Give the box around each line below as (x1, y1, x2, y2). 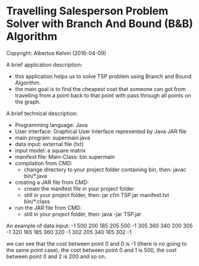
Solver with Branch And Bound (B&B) (6, 17, 194, 31)
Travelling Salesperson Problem (6, 4, 169, 18)
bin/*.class (23, 198, 50, 205)
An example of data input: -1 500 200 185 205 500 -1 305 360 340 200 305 (6, 222, 193, 229)
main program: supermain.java (14, 134, 91, 141)
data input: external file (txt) (14, 140, 84, 147)
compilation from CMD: (14, 159, 73, 167)
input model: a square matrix (14, 147, 86, 154)
